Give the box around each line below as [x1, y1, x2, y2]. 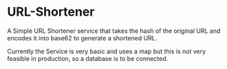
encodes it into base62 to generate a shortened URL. [7, 33, 158, 42]
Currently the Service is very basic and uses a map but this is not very [7, 47, 206, 55]
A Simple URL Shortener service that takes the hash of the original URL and [7, 27, 221, 35]
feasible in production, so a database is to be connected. [7, 54, 169, 62]
